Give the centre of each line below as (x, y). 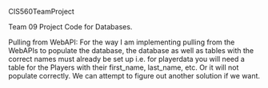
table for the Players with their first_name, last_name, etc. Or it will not (124, 67)
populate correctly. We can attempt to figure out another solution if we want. (134, 76)
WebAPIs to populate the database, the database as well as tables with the (131, 50)
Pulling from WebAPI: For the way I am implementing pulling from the (122, 42)
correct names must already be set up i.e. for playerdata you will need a (127, 59)
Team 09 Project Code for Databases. (70, 27)
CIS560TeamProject (41, 11)
